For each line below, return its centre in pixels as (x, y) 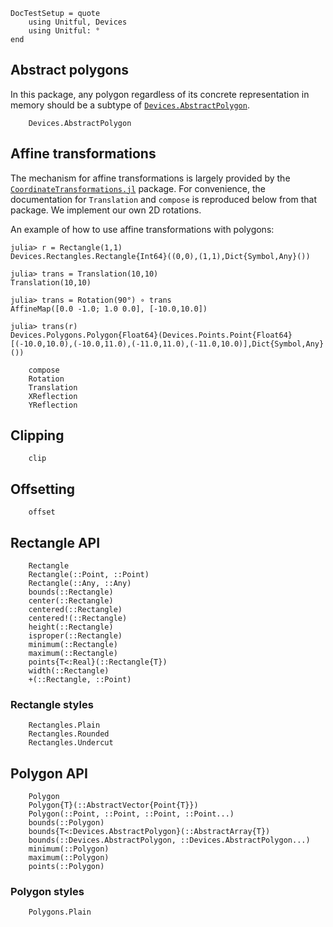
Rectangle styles (52, 704)
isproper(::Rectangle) (75, 636)
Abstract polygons (70, 70)
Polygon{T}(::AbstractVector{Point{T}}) (113, 805)
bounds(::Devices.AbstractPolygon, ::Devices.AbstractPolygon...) (169, 840)
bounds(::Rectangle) (71, 592)
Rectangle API (55, 542)
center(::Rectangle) (71, 601)
